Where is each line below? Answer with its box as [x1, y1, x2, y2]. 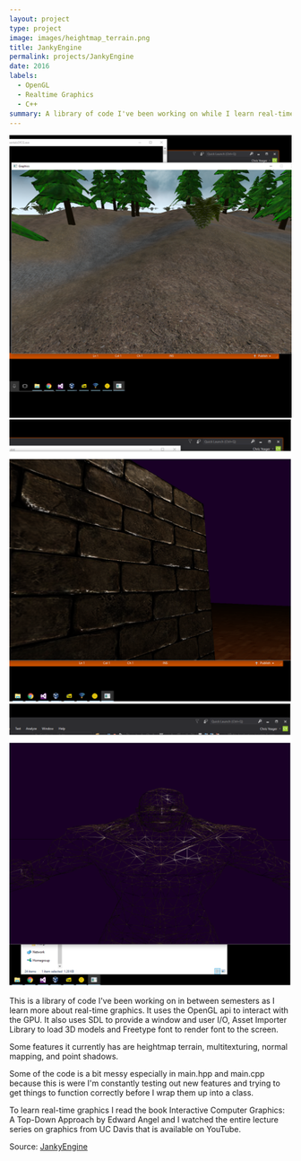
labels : [9, 72, 39, 81]
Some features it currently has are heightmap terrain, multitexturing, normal [9, 1042, 288, 1052]
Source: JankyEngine [9, 1141, 88, 1152]
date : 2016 [9, 62, 50, 71]
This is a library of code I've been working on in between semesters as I [9, 996, 275, 1007]
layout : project [9, 14, 70, 23]
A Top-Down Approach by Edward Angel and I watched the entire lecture [9, 1114, 279, 1125]
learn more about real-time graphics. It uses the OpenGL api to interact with [9, 1005, 289, 1016]
